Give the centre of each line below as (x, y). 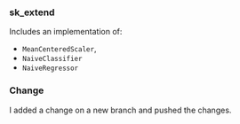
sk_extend (32, 12)
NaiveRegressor (50, 68)
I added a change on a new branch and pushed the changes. (120, 110)
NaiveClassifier (52, 59)
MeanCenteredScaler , (59, 49)
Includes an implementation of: (66, 32)
